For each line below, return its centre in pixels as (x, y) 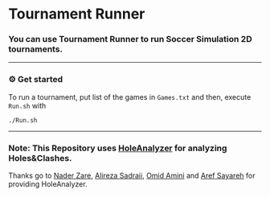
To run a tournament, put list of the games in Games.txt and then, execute (130, 96)
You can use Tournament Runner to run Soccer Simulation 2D (130, 39)
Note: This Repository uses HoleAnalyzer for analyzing (118, 148)
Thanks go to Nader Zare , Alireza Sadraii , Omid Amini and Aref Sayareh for (132, 176)
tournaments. (35, 49)
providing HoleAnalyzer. (48, 184)
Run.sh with (27, 105)
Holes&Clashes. (40, 158)
